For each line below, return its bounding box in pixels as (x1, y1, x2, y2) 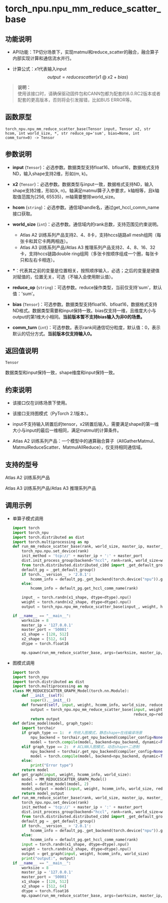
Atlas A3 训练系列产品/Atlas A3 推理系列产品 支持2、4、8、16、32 (19, 244, 156, 250)
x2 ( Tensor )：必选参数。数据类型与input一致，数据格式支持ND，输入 (12, 181, 153, 187)
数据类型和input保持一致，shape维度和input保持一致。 (5, 370, 117, 376)
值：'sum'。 (12, 291, 37, 297)
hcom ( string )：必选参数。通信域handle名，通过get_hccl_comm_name (12, 204, 159, 210)
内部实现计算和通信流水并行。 (12, 56, 74, 61)
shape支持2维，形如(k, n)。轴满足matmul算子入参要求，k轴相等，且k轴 (12, 187, 159, 193)
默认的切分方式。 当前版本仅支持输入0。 (12, 331, 95, 337)
